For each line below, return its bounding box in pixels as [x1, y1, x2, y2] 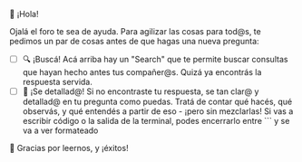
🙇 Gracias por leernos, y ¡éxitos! [9, 143, 129, 154]
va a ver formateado [22, 125, 99, 136]
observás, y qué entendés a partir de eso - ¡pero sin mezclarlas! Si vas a [22, 106, 294, 117]
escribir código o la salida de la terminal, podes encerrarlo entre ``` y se [22, 116, 290, 127]
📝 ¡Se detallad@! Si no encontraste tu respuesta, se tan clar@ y [22, 86, 259, 97]
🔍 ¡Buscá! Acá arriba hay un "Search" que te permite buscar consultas [22, 54, 288, 64]
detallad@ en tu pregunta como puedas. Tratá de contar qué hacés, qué [22, 96, 293, 108]
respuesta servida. [22, 77, 93, 87]
